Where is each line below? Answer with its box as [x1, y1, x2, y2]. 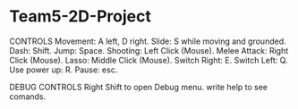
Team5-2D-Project [9, 6, 152, 27]
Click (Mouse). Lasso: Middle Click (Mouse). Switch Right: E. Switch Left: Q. [9, 54, 288, 65]
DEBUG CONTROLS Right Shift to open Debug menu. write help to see [9, 81, 268, 92]
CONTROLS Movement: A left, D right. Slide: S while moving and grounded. [9, 36, 286, 46]
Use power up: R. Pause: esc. [9, 64, 118, 75]
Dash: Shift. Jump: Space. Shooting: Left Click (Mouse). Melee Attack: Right [9, 45, 289, 55]
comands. [9, 91, 47, 102]
